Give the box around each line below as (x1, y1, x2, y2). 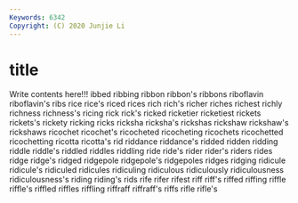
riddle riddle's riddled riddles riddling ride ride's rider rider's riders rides (9, 146, 273, 157)
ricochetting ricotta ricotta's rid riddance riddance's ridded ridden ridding (9, 136, 278, 147)
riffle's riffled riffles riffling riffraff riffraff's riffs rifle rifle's (9, 183, 218, 194)
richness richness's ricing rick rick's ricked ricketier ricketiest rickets (9, 108, 262, 118)
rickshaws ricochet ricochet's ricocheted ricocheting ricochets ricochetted (9, 126, 284, 138)
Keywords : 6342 (9, 12, 66, 22)
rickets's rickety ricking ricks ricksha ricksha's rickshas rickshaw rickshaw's (9, 118, 289, 128)
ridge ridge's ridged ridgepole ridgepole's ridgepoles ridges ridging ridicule (9, 155, 286, 166)
